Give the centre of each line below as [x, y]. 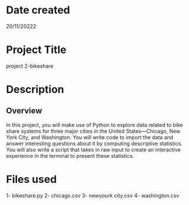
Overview [24, 111]
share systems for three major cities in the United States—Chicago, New [93, 131]
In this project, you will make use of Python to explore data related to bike [94, 125]
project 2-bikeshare [30, 66]
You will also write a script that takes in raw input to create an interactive [93, 150]
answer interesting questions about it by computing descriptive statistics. [94, 143]
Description [35, 89]
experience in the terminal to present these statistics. [70, 155]
